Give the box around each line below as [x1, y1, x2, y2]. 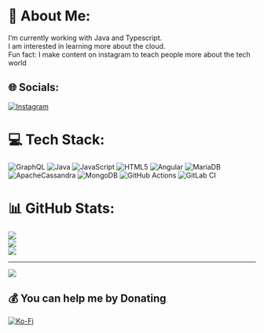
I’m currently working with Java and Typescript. [8, 33, 163, 42]
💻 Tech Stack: [8, 130, 105, 148]
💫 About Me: [8, 7, 91, 25]
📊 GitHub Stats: [8, 199, 115, 217]
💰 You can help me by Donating [8, 292, 167, 306]
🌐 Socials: [8, 81, 60, 94]
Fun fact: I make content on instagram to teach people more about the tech [8, 49, 251, 59]
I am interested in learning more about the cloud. [8, 41, 166, 50]
